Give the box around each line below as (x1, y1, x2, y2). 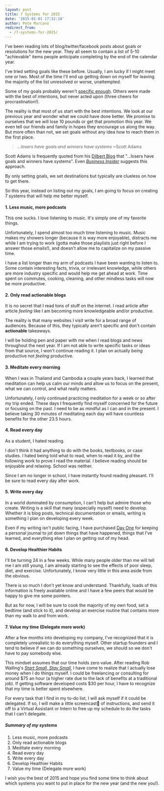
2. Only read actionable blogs (5, 292, 66, 298)
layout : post (5, 7, 32, 12)
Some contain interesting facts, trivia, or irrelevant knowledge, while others (5, 265, 157, 271)
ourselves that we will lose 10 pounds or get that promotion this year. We (5, 118, 152, 124)
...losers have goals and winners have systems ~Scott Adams (17, 144, 142, 149)
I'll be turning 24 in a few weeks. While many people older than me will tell (5, 558, 155, 563)
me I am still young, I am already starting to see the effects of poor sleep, (5, 562, 153, 568)
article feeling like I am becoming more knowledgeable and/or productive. (5, 308, 154, 314)
